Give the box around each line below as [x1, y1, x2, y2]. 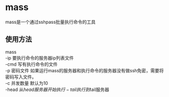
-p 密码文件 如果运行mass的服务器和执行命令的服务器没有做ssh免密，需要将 [5, 67, 164, 73]
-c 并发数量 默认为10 [5, 80, 48, 86]
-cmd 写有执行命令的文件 [5, 61, 58, 67]
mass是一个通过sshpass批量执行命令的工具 [5, 19, 96, 25]
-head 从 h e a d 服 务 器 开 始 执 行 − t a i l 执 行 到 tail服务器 [5, 86, 110, 92]
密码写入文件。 [5, 74, 36, 80]
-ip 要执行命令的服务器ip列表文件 [5, 55, 74, 61]
